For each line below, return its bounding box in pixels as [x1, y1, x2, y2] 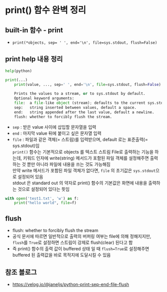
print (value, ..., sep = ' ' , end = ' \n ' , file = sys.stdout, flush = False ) [14, 82, 162, 87]
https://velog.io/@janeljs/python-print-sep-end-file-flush [12, 281, 129, 287]
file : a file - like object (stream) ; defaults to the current [14, 100, 146, 106]
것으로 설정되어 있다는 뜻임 [17, 186, 70, 192]
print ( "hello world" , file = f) [14, 201, 77, 206]
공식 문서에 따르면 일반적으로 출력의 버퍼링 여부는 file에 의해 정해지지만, [12, 233, 152, 239]
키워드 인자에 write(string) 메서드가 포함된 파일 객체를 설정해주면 [23, 155, 149, 161]
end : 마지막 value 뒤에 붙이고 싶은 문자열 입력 [12, 130, 102, 136]
